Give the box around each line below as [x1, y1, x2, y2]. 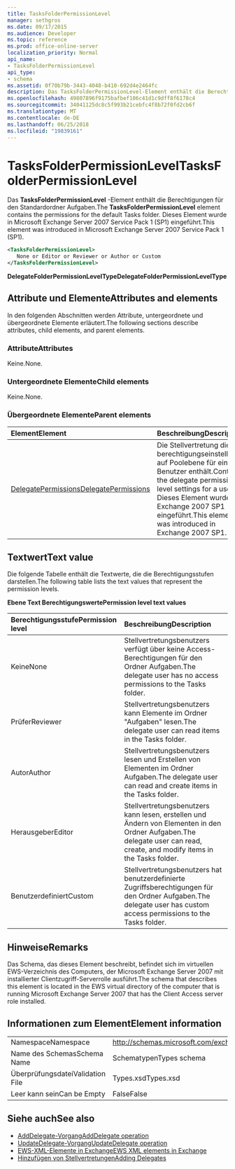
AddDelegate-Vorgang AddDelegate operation [17, 1131, 149, 1140]
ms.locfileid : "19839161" [7, 127, 83, 134]
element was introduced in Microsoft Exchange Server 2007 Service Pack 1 [7, 226, 225, 234]
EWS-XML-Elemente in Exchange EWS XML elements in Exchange [17, 1146, 207, 1154]
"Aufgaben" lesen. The [124, 717, 197, 727]
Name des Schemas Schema [10, 1049, 104, 1058]
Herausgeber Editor [10, 827, 73, 837]
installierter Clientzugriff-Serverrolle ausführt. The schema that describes [7, 975, 218, 983]
